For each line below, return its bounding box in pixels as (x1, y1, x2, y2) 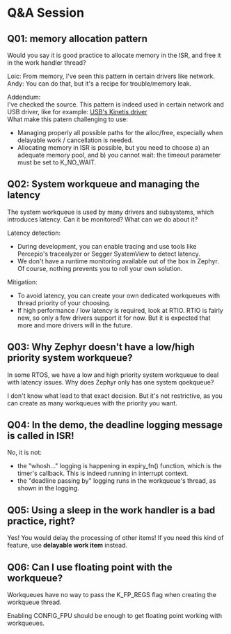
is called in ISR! (7, 430, 74, 442)
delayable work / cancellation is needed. (17, 136, 134, 144)
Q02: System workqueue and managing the (7, 178, 200, 190)
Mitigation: (7, 277, 38, 286)
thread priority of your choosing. (17, 298, 111, 307)
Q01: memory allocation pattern (7, 33, 148, 45)
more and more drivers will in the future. (17, 320, 133, 329)
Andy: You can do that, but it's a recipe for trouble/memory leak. (7, 79, 192, 88)
